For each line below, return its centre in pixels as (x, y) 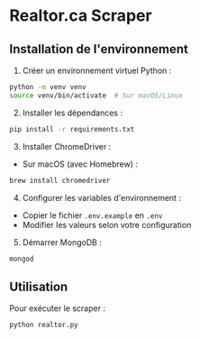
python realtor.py (44, 325)
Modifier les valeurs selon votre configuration (107, 224)
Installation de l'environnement (99, 49)
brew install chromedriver (60, 180)
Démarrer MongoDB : (62, 242)
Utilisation (39, 286)
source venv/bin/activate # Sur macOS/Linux (96, 96)
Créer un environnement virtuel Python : (97, 70)
